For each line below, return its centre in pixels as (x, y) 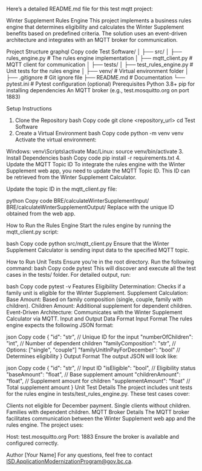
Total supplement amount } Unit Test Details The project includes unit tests (99, 387)
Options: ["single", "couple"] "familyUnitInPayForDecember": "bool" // (93, 350)
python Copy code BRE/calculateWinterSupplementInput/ (78, 201)
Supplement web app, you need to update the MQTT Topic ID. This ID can (98, 171)
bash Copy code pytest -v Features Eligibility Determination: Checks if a (96, 286)
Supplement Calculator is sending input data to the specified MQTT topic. (98, 250)
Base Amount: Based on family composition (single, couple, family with (95, 299)
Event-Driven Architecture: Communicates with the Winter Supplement (94, 312)
